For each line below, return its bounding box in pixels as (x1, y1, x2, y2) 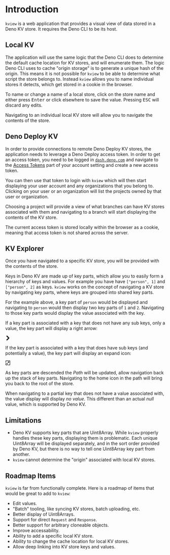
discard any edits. (5, 102, 43, 108)
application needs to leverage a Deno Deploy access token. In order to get (5, 151, 161, 157)
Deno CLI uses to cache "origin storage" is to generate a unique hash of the (5, 65, 164, 71)
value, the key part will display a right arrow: (5, 325, 98, 332)
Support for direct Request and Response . (12, 517, 97, 522)
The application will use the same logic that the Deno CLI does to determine (5, 54, 164, 60)
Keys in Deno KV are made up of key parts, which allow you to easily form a (5, 273, 163, 279)
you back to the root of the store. (5, 381, 75, 387)
